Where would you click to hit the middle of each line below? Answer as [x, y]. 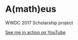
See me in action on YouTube [35, 32]
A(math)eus [31, 9]
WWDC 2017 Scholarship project [39, 23]
